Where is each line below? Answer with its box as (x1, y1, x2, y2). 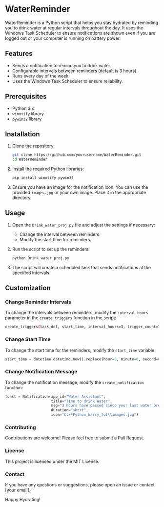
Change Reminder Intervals (5, 299, 72, 305)
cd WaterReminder (12, 157, 48, 162)
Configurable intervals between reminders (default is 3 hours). (12, 68, 138, 74)
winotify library (12, 110, 44, 116)
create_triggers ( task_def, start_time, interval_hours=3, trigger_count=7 (5, 325, 161, 330)
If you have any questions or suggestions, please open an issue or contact (5, 482, 155, 487)
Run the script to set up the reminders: (12, 246, 90, 252)
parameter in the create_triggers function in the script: (5, 315, 117, 321)
